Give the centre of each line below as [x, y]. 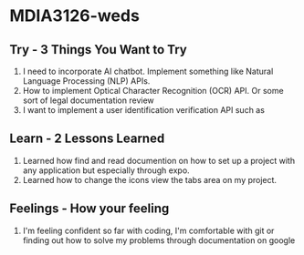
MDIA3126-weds [74, 16]
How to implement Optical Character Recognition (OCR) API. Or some [153, 91]
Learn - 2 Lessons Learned [87, 139]
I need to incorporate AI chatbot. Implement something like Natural [148, 71]
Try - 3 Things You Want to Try [98, 50]
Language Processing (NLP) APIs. [86, 81]
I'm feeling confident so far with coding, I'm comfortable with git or [148, 230]
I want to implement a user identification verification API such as [143, 110]
